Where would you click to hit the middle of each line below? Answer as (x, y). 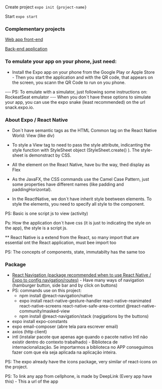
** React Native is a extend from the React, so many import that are (72, 237)
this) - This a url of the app (32, 381)
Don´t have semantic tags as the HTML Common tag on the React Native (84, 130)
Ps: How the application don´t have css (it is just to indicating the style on (78, 223)
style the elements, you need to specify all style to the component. (78, 204)
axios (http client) (29, 332)
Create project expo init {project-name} (46, 7)
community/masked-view (44, 311)
